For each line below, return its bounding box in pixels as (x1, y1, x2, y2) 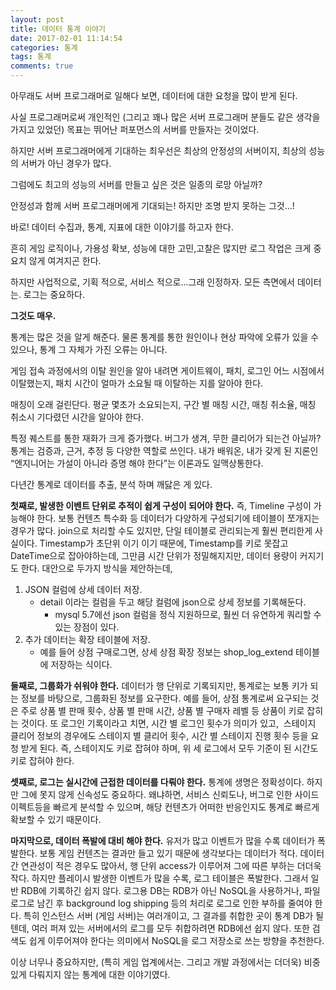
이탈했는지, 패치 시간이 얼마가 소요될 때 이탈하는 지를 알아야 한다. (10, 377, 264, 389)
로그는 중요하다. (23, 289, 85, 300)
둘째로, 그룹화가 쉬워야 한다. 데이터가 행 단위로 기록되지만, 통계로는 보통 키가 (10, 680, 308, 691)
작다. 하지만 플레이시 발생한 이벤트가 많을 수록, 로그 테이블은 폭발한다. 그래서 (10, 872, 309, 884)
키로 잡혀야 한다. (10, 755, 75, 766)
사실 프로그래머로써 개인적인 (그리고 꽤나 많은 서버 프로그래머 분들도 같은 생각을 (10, 111, 321, 123)
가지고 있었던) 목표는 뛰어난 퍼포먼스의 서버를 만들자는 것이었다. (10, 124, 260, 135)
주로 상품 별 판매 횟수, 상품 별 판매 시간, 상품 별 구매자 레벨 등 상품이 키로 (20, 705, 305, 716)
